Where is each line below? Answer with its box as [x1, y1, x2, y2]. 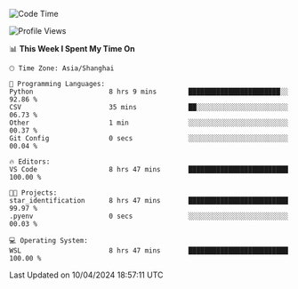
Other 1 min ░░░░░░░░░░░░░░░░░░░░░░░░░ [9, 118, 289, 127]
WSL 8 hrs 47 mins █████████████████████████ [9, 246, 289, 255]
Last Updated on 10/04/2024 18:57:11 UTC [9, 269, 164, 280]
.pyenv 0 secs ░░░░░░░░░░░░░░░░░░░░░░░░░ [9, 212, 289, 221]
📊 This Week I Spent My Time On [9, 44, 135, 53]
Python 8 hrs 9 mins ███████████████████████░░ [9, 87, 289, 96]
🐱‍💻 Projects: [9, 189, 58, 197]
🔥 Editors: [9, 157, 51, 166]
